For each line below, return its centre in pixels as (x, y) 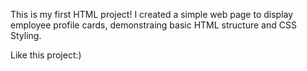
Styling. (26, 35)
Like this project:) (46, 55)
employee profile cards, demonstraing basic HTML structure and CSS (153, 25)
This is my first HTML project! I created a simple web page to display (152, 14)
